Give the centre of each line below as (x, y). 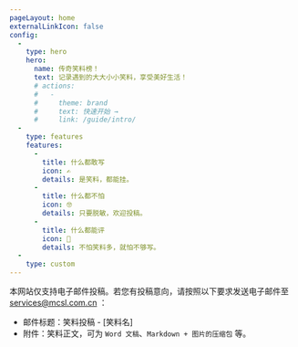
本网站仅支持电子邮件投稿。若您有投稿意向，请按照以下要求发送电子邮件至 (149, 291)
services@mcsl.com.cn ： (58, 303)
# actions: (54, 86)
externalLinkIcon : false (57, 26)
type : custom (51, 264)
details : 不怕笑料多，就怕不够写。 (102, 247)
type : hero (46, 52)
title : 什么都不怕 (73, 196)
